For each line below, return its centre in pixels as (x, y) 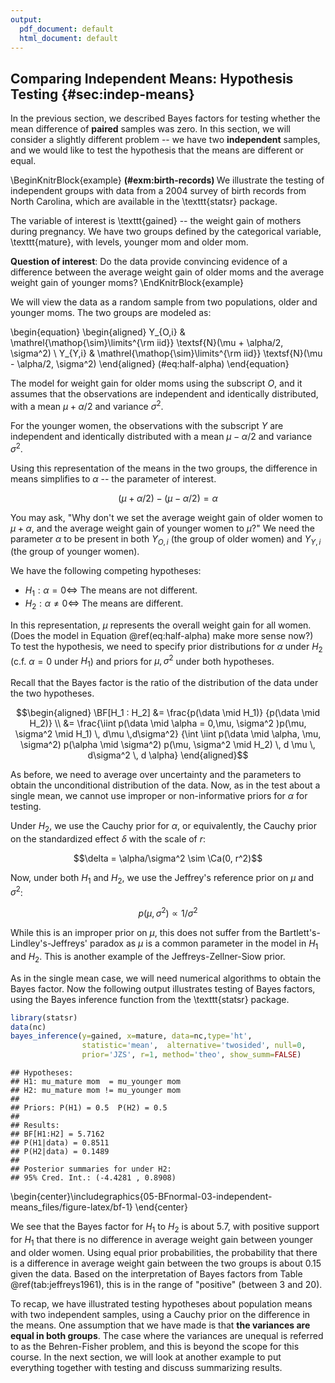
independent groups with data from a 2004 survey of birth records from (158, 191)
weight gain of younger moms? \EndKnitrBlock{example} (127, 283)
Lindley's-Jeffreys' (49, 943)
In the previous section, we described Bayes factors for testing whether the (165, 118)
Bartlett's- (300, 933)
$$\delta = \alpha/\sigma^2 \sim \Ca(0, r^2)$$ (168, 858)
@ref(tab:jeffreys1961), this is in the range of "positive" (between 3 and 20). (166, 1284)
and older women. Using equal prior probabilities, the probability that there (164, 1252)
